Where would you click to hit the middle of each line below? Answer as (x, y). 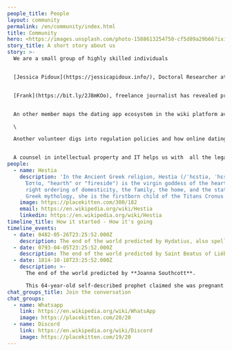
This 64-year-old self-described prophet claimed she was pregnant (125, 285)
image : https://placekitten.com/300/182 (78, 202)
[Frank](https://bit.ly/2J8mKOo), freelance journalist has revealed (115, 95)
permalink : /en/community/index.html (61, 26)
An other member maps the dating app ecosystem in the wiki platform (115, 114)
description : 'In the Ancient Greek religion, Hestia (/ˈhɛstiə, (116, 177)
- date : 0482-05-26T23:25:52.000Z (63, 235)
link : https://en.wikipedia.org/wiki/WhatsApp (88, 312)
